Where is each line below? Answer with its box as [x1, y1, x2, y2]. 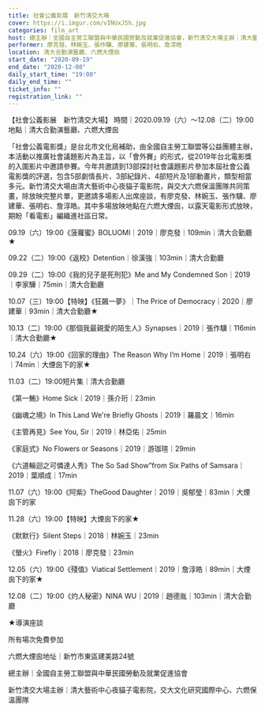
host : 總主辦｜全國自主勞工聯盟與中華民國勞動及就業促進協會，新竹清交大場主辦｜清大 [8, 33, 252, 42]
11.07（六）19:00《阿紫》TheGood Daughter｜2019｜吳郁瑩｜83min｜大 [8, 487, 244, 497]
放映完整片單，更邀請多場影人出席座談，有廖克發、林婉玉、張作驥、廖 [28, 191, 257, 201]
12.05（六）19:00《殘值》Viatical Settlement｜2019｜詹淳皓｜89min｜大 [8, 565, 244, 574]
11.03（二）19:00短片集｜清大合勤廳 [8, 377, 125, 386]
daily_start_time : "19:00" [8, 70, 97, 78]
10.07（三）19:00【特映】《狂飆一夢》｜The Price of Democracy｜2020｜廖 [8, 297, 254, 306]
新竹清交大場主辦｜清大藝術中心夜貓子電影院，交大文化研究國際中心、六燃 [8, 685, 250, 695]
